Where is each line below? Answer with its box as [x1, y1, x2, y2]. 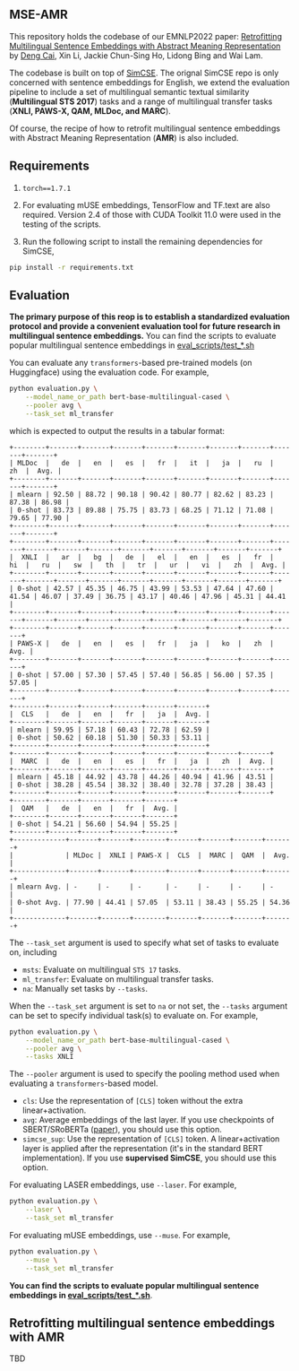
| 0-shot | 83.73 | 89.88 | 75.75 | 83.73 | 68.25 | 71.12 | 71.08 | [9, 506, 275, 515]
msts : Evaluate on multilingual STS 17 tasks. [21, 964, 182, 975]
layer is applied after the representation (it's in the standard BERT [21, 1143, 264, 1154]
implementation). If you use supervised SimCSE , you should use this [21, 1152, 278, 1164]
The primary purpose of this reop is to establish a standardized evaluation [9, 311, 291, 322]
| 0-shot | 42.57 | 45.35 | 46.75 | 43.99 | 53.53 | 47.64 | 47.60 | [9, 584, 275, 593]
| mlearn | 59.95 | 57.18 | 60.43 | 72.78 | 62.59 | [9, 725, 210, 734]
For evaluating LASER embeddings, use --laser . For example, [9, 1179, 237, 1191]
